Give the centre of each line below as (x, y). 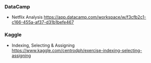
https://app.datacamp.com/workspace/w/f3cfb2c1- (95, 17)
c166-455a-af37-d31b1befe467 (43, 22)
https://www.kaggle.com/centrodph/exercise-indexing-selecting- (77, 50)
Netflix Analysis (27, 17)
